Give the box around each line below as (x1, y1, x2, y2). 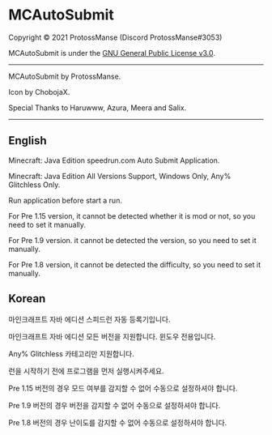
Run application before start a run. (8, 195, 123, 205)
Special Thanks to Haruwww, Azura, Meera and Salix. (8, 103, 187, 113)
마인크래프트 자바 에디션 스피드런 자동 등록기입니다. (8, 314, 171, 324)
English (8, 134, 47, 147)
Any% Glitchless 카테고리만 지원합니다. (8, 348, 135, 358)
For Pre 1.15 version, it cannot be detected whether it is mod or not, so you (8, 211, 256, 220)
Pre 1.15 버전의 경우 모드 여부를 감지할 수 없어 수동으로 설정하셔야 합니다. (8, 383, 238, 393)
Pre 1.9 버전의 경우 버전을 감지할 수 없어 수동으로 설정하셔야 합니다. (8, 400, 221, 410)
